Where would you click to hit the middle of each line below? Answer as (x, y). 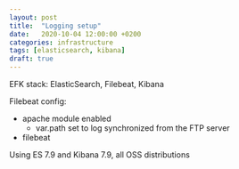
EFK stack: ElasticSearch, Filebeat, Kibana (87, 84)
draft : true (31, 59)
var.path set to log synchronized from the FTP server (132, 128)
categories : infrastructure (62, 42)
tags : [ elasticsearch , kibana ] (67, 51)
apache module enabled (66, 118)
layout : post (33, 17)
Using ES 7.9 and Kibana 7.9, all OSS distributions (99, 155)
